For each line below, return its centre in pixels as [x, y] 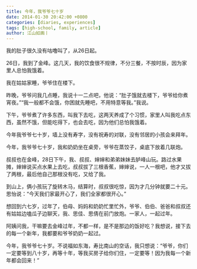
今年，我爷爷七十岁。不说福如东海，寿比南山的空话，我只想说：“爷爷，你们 [97, 246]
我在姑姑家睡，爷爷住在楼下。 [42, 83]
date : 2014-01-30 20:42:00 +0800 [47, 17]
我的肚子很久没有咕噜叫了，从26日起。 [53, 51]
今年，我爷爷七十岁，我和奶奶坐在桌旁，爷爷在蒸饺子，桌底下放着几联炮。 [96, 147]
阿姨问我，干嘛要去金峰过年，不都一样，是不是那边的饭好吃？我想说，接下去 [98, 226]
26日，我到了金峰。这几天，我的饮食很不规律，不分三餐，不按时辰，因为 [94, 63]
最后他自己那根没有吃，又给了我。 [67, 174]
